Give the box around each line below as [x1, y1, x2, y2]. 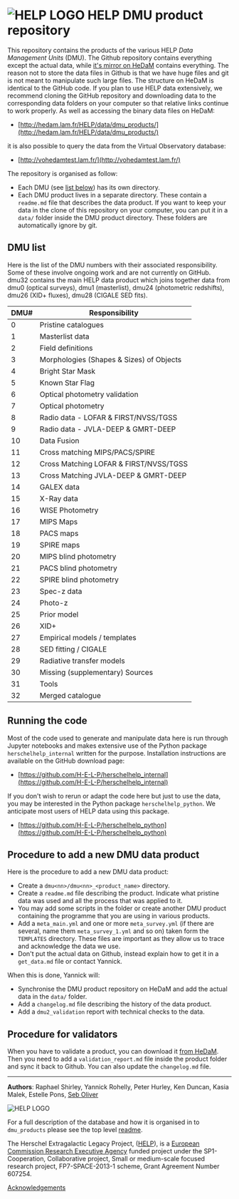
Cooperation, [7, 1155, 46, 1163]
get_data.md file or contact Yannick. [17, 957, 122, 966]
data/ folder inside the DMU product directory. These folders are [17, 213, 208, 222]
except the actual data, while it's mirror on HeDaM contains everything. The [7, 61, 229, 69]
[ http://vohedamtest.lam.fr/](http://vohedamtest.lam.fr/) [17, 155, 181, 164]
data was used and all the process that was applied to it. [17, 897, 183, 905]
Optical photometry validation [39, 389, 139, 399]
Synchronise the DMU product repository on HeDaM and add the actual [17, 984, 228, 994]
